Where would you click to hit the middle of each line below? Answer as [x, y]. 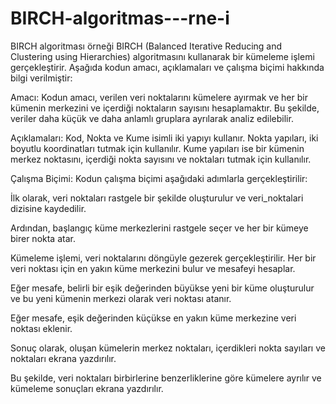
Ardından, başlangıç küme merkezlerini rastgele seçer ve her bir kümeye [159, 228]
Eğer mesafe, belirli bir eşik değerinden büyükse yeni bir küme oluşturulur [162, 288]
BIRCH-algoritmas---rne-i [120, 18]
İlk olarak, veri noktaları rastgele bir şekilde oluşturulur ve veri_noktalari [157, 198]
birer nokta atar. [43, 238]
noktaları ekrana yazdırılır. [63, 358]
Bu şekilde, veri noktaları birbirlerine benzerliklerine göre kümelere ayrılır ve [166, 378]
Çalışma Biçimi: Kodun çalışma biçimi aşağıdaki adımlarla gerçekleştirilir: [159, 178]
